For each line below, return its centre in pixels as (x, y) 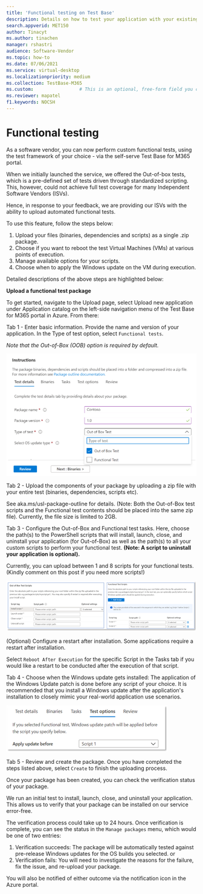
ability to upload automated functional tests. (61, 211)
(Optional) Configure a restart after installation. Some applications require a (100, 641)
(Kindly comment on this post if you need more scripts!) (76, 573)
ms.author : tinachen (32, 38)
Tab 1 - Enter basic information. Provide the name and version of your (93, 327)
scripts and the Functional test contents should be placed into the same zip (100, 510)
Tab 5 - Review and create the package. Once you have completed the (94, 761)
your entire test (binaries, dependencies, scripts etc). (72, 492)
